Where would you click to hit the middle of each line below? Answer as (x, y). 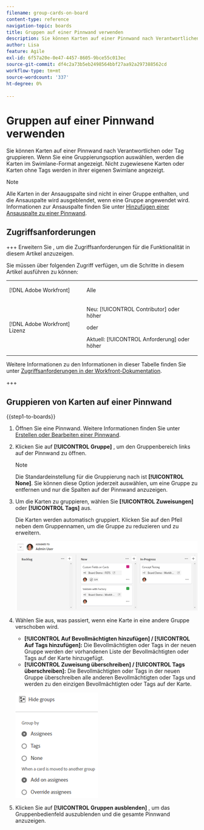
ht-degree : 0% (24, 83)
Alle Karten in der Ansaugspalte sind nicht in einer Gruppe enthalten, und (98, 194)
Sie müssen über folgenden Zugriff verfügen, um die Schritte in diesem (95, 265)
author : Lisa (23, 45)
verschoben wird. (37, 627)
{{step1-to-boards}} (31, 417)
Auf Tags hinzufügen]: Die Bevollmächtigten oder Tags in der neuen (110, 645)
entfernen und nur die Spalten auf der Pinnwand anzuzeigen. (91, 490)
